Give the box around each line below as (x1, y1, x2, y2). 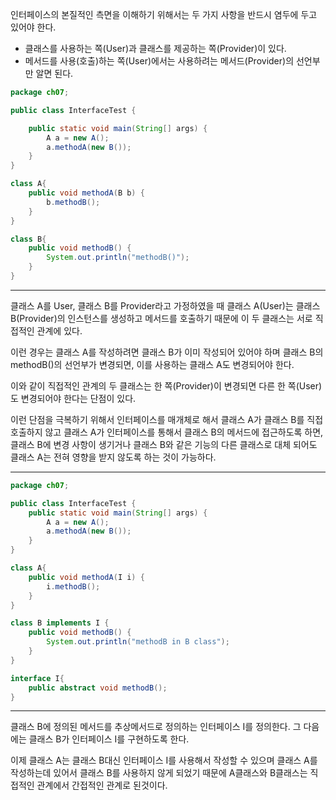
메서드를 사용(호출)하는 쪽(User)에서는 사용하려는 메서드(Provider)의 (24, 55, 295, 67)
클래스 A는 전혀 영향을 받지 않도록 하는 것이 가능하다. (10, 451, 217, 463)
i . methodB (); (46, 581, 101, 592)
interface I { (10, 673, 65, 683)
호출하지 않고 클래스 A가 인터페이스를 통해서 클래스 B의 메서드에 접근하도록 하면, (10, 426, 324, 438)
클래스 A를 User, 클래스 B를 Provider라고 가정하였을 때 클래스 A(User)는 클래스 (10, 299, 321, 312)
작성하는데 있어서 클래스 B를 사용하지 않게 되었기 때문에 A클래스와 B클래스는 (10, 767, 308, 779)
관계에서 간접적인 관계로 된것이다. (36, 779, 168, 792)
